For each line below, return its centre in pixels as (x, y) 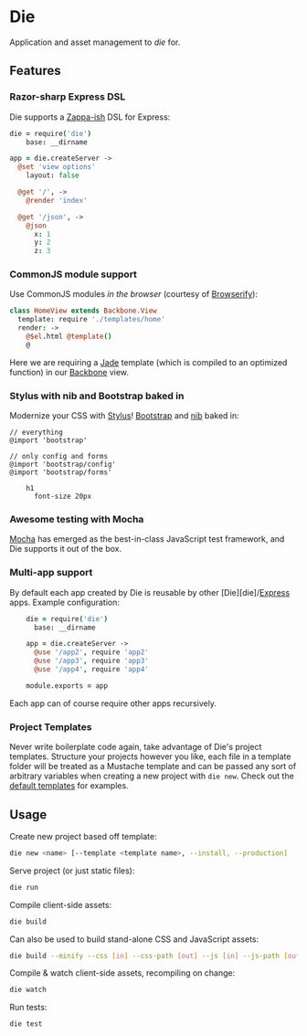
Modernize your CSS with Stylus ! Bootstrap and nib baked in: (124, 416)
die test (26, 1024)
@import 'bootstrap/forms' (61, 472)
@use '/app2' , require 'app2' (91, 652)
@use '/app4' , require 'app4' (91, 670)
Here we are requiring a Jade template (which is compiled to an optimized (148, 362)
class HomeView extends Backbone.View (83, 311)
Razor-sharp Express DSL (68, 97)
